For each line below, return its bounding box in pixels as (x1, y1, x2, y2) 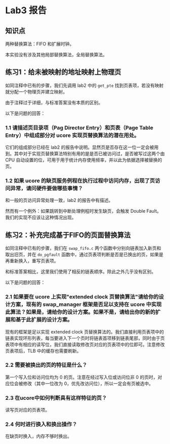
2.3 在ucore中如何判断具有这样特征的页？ (5, 394, 107, 401)
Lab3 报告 (5, 5, 47, 16)
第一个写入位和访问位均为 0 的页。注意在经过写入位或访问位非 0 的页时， (5, 374, 158, 380)
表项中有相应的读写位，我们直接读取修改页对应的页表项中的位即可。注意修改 (5, 341, 165, 348)
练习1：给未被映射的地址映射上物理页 (5, 68, 121, 77)
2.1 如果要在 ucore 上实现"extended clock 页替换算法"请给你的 (5, 293, 159, 300)
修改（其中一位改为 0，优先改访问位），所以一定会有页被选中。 (22, 380, 153, 386)
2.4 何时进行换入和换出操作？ (5, 421, 77, 428)
